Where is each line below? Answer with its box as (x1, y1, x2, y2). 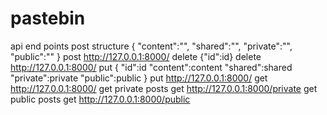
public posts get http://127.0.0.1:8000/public (10, 93, 191, 105)
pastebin (10, 7, 86, 30)
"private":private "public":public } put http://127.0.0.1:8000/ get (10, 72, 268, 84)
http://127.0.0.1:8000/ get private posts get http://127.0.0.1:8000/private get (10, 82, 318, 94)
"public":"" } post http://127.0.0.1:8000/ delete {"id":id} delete (10, 50, 262, 62)
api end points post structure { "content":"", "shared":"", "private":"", (10, 40, 293, 52)
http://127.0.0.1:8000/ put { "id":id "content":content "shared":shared (10, 61, 293, 73)
